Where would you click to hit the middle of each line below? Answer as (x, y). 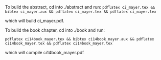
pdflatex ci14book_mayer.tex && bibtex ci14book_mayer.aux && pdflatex (80, 39)
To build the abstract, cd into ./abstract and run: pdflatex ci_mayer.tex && (80, 7)
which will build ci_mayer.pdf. (35, 21)
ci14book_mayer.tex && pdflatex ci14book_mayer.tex (59, 43)
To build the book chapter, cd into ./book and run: (55, 30)
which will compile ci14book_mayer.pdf (45, 52)
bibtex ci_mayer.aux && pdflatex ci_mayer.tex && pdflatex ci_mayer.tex (81, 12)
